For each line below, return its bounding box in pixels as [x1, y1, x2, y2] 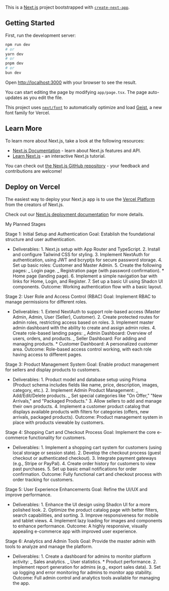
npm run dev [5, 42, 30, 47]
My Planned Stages [5, 221, 46, 227]
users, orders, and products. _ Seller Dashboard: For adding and [12, 335, 146, 341]
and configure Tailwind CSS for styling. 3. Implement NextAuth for [12, 251, 150, 257]
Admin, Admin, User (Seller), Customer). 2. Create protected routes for [12, 314, 160, 320]
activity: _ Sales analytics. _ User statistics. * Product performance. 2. [12, 558, 157, 565]
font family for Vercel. [5, 110, 50, 116]
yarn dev [5, 52, 24, 57]
